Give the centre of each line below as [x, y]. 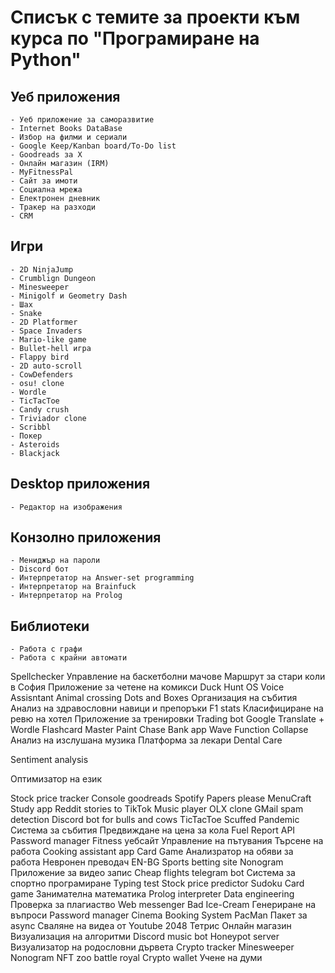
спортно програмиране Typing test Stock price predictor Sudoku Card [157, 883]
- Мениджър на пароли [55, 561]
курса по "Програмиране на [135, 38]
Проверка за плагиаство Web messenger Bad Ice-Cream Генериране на [163, 905]
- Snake [26, 313]
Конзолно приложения [86, 537]
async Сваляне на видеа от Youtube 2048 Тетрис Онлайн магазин [151, 926]
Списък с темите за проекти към [155, 17]
